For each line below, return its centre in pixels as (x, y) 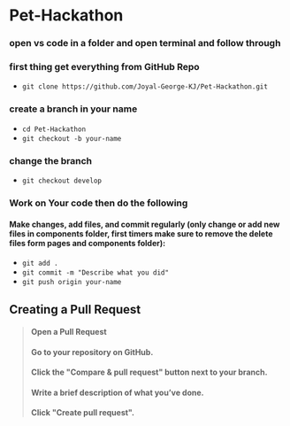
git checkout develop (61, 181)
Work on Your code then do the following (99, 203)
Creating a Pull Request (75, 310)
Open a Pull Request (69, 332)
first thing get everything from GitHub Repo (105, 67)
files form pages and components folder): (88, 243)
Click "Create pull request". (83, 413)
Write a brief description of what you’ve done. (117, 392)
